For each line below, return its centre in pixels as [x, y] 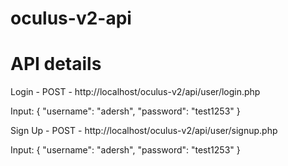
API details [56, 64]
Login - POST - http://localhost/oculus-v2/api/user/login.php [135, 92]
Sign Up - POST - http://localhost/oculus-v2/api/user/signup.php [144, 131]
